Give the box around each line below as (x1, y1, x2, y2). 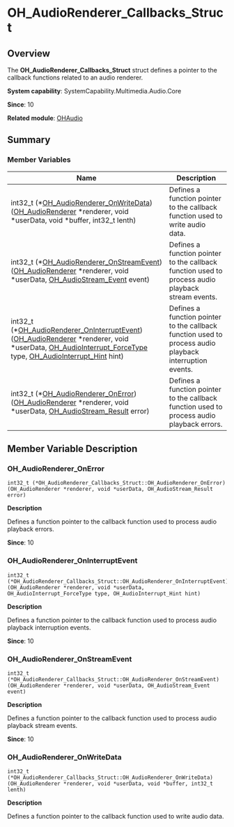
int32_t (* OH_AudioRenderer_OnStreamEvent (10, 257, 160, 266)
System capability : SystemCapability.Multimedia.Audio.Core (7, 87, 182, 95)
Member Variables (7, 155, 71, 165)
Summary (7, 134, 51, 146)
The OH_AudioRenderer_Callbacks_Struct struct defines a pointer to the (7, 66, 217, 74)
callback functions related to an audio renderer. (7, 73, 143, 82)
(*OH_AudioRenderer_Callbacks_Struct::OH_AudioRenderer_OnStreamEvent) (7, 676, 219, 683)
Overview (7, 47, 51, 59)
